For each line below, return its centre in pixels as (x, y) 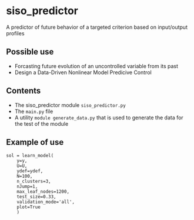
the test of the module (41, 124)
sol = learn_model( (30, 156)
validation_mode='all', (46, 202)
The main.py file (34, 111)
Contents (24, 91)
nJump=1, (27, 186)
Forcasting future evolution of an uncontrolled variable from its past (96, 66)
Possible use (30, 52)
